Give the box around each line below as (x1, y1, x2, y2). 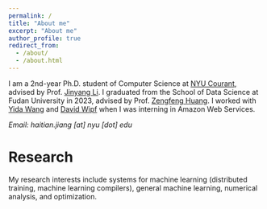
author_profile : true (8, 34, 81, 43)
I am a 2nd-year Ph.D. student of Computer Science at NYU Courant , (8, 78, 237, 88)
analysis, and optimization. (8, 191, 97, 201)
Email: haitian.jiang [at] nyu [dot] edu (8, 120, 133, 129)
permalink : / (8, 11, 52, 20)
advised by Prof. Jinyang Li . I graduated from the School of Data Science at (8, 87, 259, 96)
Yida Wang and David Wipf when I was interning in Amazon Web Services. (8, 104, 256, 113)
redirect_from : (8, 42, 60, 50)
